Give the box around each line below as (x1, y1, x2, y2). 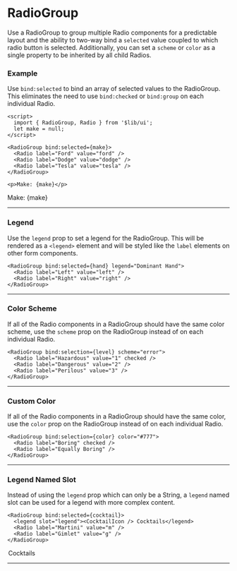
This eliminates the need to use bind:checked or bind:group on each (7, 92, 205, 100)
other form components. (7, 248, 78, 257)
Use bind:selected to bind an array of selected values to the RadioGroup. (7, 85, 221, 93)
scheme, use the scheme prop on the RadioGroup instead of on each (7, 327, 204, 336)
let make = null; (13, 126, 65, 133)
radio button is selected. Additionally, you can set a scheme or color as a (7, 43, 216, 52)
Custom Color (7, 396, 56, 406)
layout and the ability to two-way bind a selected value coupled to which (7, 35, 219, 44)
